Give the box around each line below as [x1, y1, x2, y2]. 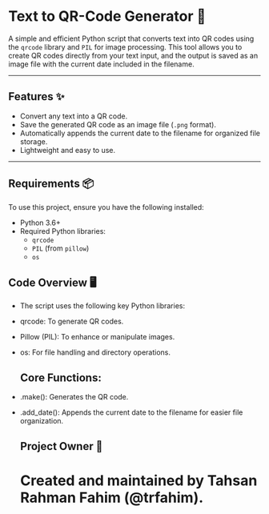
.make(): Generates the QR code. [19, 392, 129, 402]
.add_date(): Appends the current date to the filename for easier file [19, 408, 243, 417]
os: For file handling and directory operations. [19, 347, 171, 357]
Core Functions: [19, 371, 102, 384]
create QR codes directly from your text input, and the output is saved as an [8, 50, 259, 60]
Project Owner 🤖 [19, 440, 103, 453]
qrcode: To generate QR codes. [19, 316, 124, 327]
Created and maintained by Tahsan [19, 472, 258, 489]
